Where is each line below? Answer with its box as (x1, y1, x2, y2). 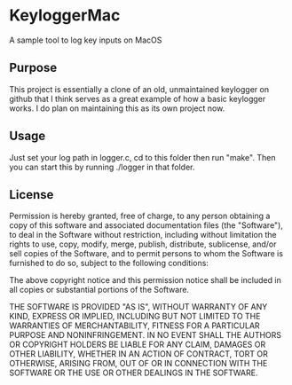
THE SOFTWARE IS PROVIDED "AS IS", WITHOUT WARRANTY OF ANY (9, 302, 268, 312)
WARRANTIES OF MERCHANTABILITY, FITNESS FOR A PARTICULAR (9, 320, 260, 331)
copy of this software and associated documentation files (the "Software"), (9, 220, 284, 231)
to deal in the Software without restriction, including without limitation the (9, 230, 277, 240)
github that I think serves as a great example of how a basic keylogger (9, 93, 266, 104)
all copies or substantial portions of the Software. (9, 285, 189, 295)
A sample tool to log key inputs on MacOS (9, 35, 162, 45)
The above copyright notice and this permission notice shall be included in (9, 275, 281, 286)
